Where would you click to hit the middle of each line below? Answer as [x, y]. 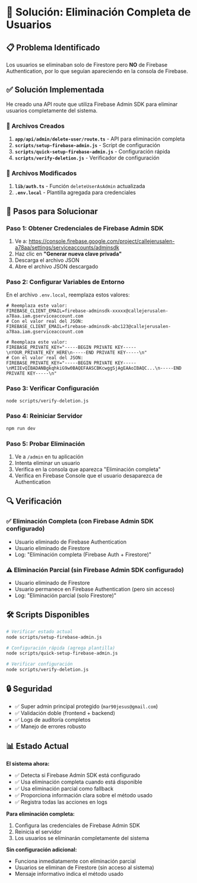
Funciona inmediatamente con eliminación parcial [75, 861]
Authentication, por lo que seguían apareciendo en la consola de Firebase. [97, 71]
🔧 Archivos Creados [36, 126]
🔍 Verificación [34, 502]
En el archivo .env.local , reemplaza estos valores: [68, 295]
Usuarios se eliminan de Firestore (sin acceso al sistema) [84, 867]
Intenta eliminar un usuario [47, 463]
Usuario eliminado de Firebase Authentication [70, 542]
